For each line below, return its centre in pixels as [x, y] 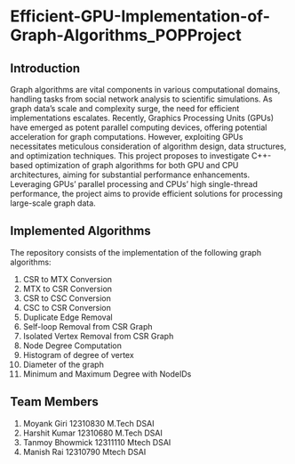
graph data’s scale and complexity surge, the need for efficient [125, 108]
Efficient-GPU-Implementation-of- [140, 16]
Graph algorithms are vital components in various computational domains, [145, 90]
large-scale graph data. [53, 203]
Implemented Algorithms [81, 231]
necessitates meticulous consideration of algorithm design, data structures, [148, 146]
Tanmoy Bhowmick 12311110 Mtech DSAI [97, 442]
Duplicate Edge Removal [68, 317]
